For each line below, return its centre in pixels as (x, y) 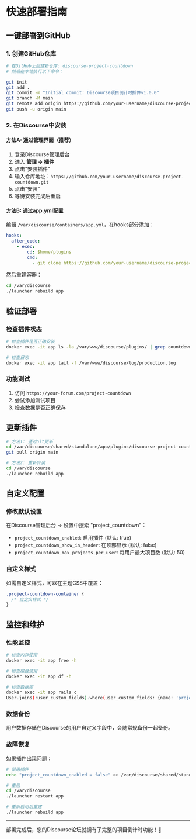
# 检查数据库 (20, 687)
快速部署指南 (37, 12)
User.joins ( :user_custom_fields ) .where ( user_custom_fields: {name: (90, 698)
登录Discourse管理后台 (42, 154)
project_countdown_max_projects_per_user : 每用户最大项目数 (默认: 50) (100, 553)
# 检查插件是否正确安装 (31, 341)
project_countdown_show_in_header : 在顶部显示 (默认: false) (85, 545)
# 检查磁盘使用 (22, 671)
